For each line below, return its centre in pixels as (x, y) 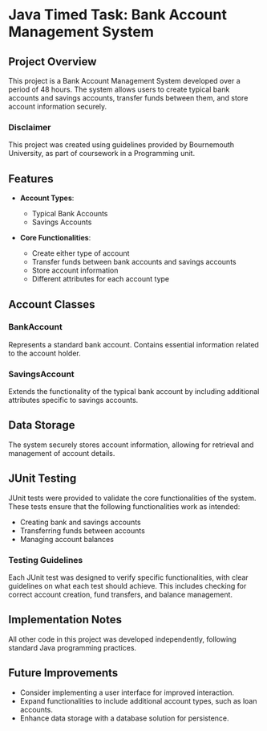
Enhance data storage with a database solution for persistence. (125, 718)
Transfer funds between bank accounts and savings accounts (134, 262)
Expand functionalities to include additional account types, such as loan (138, 700)
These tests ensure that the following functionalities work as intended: (124, 506)
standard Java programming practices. (73, 647)
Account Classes (52, 304)
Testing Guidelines (46, 560)
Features (31, 179)
